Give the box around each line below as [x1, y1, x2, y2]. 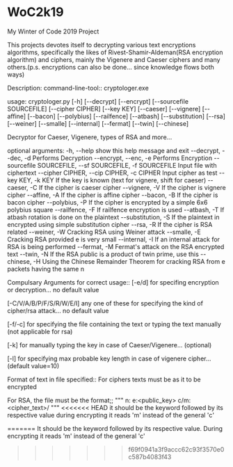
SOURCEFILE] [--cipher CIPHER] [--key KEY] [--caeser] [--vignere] [7, 104, 201, 113]
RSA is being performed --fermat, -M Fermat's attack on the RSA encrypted [7, 242, 225, 251]
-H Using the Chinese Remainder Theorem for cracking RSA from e [33, 257, 226, 265]
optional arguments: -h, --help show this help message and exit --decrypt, [7, 146, 221, 155]
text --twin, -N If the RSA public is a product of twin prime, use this [7, 250, 200, 258]
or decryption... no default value [7, 285, 99, 294]
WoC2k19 [7, 4, 64, 20]
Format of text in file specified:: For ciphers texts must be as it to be [7, 375, 201, 383]
